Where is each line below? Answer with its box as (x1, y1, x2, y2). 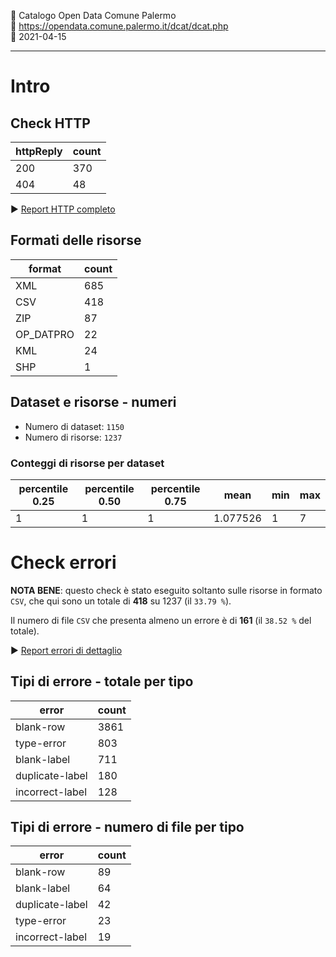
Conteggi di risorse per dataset (10, 456, 165, 470)
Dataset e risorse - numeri (10, 394, 177, 411)
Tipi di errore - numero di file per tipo (10, 819, 245, 836)
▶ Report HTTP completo (10, 203, 116, 215)
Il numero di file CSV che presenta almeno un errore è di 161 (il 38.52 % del (10, 614, 312, 626)
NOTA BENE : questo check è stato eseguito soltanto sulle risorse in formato (10, 584, 323, 596)
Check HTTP (10, 115, 91, 132)
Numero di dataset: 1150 (24, 420, 125, 432)
